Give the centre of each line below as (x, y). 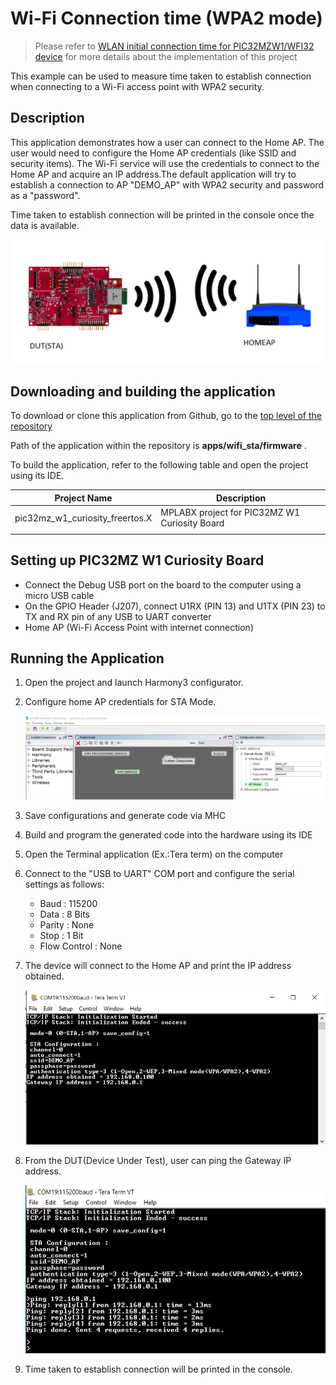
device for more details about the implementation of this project (166, 56)
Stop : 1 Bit (61, 936)
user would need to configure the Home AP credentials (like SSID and (153, 153)
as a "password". (45, 195)
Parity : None (67, 925)
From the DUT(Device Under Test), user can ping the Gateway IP (158, 1161)
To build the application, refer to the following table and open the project (159, 465)
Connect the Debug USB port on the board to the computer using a (163, 584)
